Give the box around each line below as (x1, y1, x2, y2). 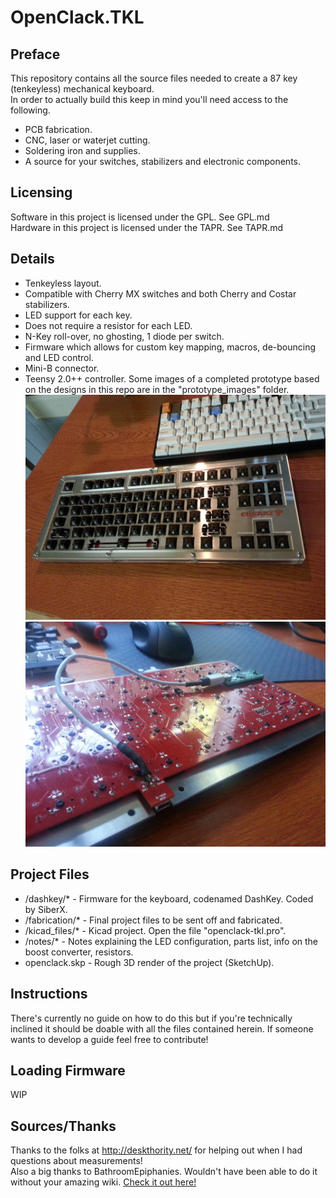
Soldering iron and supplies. (24, 145, 141, 156)
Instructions (10, 986, 88, 1003)
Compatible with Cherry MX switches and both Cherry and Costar (24, 287, 297, 300)
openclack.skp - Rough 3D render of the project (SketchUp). (24, 956, 275, 968)
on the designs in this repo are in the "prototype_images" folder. (24, 383, 290, 395)
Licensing (10, 184, 73, 201)
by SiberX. (24, 903, 68, 915)
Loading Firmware (10, 1062, 126, 1079)
